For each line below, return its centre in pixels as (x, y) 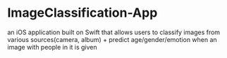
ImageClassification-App (82, 13)
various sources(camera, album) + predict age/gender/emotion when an (112, 39)
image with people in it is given (52, 47)
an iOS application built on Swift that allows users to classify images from (114, 32)
